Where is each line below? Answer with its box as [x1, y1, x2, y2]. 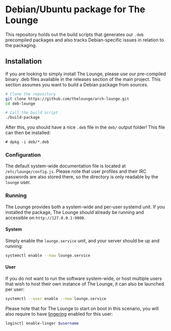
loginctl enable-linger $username [5, 321, 79, 326]
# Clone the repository [5, 91, 56, 97]
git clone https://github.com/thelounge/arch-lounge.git [5, 96, 130, 101]
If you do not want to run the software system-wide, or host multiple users [5, 275, 162, 281]
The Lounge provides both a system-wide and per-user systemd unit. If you [5, 204, 165, 210]
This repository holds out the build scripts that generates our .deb [5, 31, 144, 37]
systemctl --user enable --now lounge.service [5, 296, 106, 301]
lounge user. [5, 179, 31, 185]
